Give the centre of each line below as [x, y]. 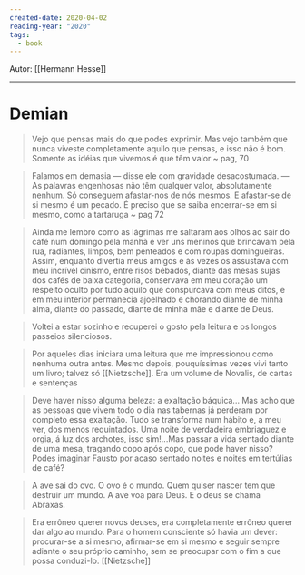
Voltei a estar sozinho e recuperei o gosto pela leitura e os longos [154, 326]
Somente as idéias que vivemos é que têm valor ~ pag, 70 [140, 159]
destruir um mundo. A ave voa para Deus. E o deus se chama [146, 495]
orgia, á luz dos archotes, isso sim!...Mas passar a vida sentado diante [163, 439]
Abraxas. [49, 505]
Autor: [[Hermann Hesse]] [58, 69]
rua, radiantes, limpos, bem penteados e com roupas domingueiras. [158, 251]
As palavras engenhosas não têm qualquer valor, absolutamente [152, 186]
